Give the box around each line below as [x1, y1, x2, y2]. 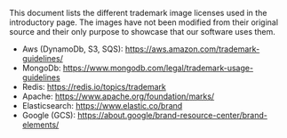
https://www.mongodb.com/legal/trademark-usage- [62, 62, 254, 73]
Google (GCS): [21, 110, 76, 120]
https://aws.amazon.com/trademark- [124, 44, 260, 54]
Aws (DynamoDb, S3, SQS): [21, 44, 124, 54]
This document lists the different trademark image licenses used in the [9, 8, 267, 18]
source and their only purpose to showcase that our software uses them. [9, 27, 275, 37]
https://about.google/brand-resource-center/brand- [76, 110, 268, 120]
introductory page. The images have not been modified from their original [9, 17, 278, 28]
